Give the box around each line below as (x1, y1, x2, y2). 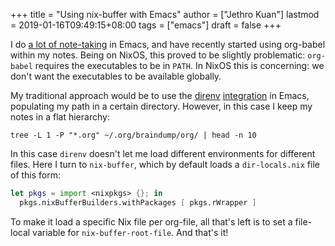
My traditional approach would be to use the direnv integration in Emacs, (10, 90, 310, 101)
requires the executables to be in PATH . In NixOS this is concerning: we (34, 60, 325, 71)
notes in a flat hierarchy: (10, 111, 110, 123)
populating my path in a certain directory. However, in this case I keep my (10, 100, 313, 112)
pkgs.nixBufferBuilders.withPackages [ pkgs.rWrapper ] (19, 197, 257, 208)
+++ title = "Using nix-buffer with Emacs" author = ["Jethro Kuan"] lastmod (10, 9, 320, 20)
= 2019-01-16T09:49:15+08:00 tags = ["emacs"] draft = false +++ (10, 19, 282, 31)
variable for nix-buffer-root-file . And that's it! (32, 226, 229, 238)
